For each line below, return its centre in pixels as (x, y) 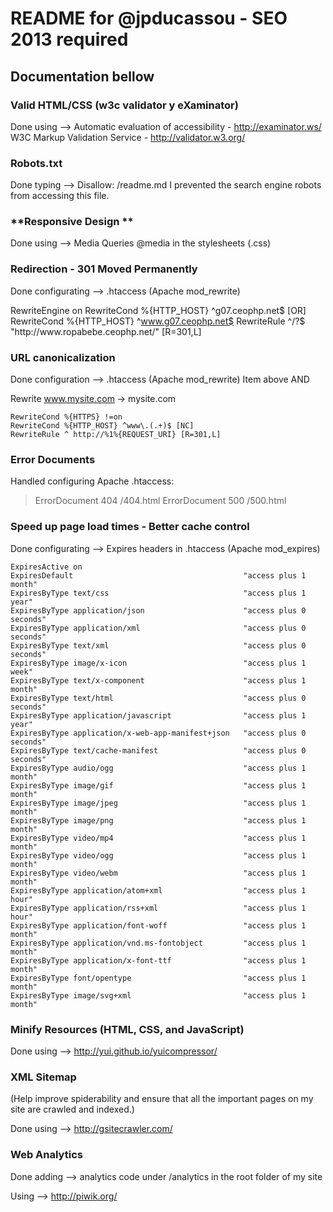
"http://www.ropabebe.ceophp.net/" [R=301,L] (106, 331)
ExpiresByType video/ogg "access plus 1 (158, 855)
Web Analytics (46, 1155)
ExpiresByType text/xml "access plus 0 (158, 645)
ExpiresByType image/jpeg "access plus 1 (158, 803)
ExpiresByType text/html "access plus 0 (158, 698)
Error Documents (53, 459)
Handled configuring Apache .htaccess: (92, 481)
